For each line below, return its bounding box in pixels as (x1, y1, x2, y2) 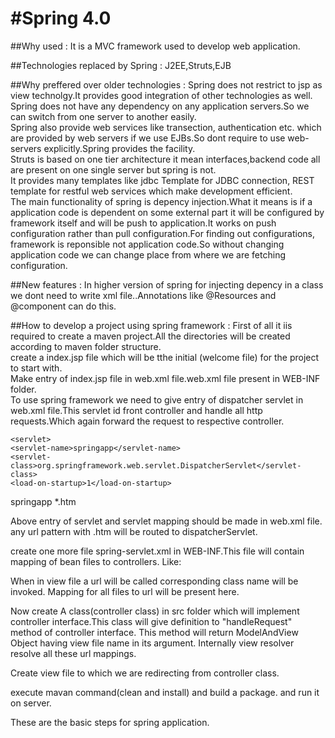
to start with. (10, 362, 63, 374)
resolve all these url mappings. (10, 647, 137, 659)
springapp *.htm (10, 495, 77, 507)
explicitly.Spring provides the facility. (43, 142, 196, 154)
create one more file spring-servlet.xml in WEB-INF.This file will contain (10, 545, 305, 557)
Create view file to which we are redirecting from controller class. (10, 667, 280, 679)
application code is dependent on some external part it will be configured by (10, 206, 325, 218)
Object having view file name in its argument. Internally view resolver (10, 637, 295, 649)
